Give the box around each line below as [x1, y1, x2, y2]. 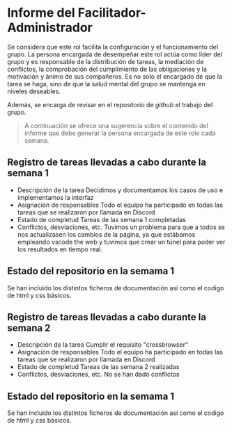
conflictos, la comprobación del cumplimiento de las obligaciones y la [7, 65, 208, 73]
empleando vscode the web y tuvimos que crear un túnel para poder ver [17, 237, 226, 246]
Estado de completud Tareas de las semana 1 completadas [17, 215, 186, 224]
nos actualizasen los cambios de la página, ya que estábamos [17, 230, 196, 238]
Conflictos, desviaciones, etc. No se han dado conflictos [17, 370, 180, 379]
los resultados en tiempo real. [17, 245, 103, 253]
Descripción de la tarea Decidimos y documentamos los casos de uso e [17, 186, 224, 194]
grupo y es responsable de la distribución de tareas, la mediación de [7, 57, 204, 65]
